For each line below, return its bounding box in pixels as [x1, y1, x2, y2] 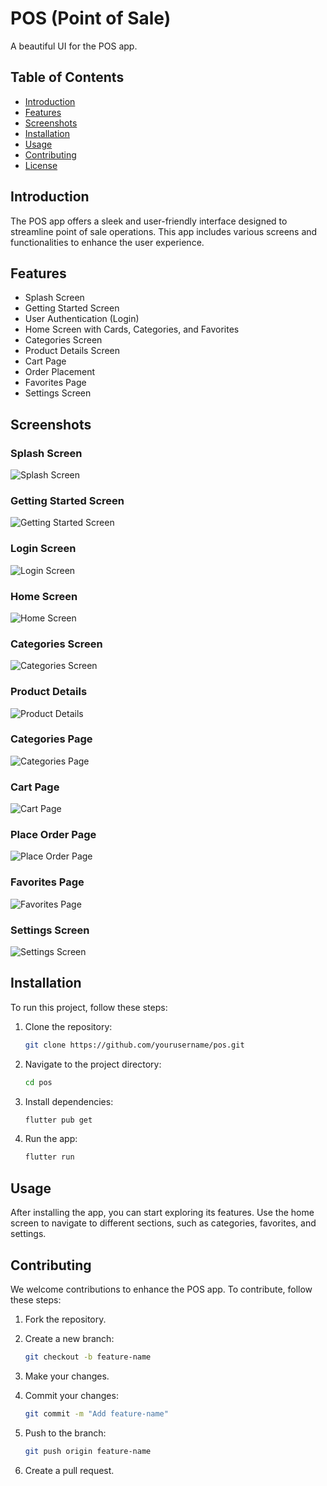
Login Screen [10, 542, 77, 556]
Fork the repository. [24, 1313, 107, 1325]
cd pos [24, 1077, 53, 1087]
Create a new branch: [24, 1332, 115, 1344]
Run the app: [24, 1133, 78, 1145]
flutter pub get [24, 1115, 93, 1125]
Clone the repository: [24, 1020, 113, 1032]
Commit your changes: [24, 1389, 119, 1401]
